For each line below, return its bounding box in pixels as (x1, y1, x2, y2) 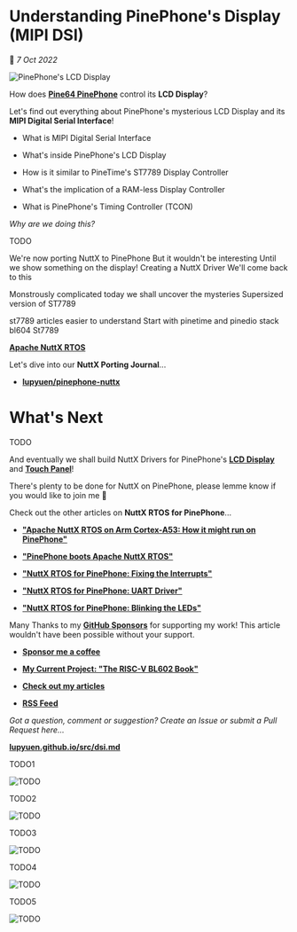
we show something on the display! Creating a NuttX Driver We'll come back (9, 262, 288, 272)
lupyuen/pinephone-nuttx (21, 376, 121, 387)
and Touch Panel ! (9, 463, 74, 474)
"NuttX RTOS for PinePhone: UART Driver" (21, 585, 184, 596)
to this (9, 271, 33, 282)
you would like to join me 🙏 (9, 489, 107, 500)
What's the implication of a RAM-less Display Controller (21, 184, 226, 194)
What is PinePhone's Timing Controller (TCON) (21, 201, 193, 212)
